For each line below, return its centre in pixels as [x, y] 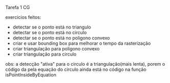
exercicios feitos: [23, 17]
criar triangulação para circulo [45, 54]
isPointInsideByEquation [31, 75]
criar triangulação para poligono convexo [56, 49]
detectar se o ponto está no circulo [50, 32]
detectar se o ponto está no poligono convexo [61, 38]
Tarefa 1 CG [18, 7]
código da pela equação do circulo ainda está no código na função [76, 69]
